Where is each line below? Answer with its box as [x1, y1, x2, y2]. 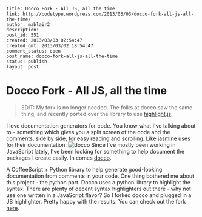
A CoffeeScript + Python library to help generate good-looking [6, 166, 163, 173]
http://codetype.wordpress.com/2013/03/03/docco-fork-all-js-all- [22, 11, 194, 17]
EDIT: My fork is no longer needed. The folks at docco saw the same [21, 103, 193, 111]
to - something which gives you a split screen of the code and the [6, 128, 171, 135]
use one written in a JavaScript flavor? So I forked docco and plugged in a [6, 191, 192, 199]
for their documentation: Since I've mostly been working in [6, 141, 176, 148]
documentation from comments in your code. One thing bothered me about [6, 172, 195, 180]
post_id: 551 [6, 32, 39, 38]
